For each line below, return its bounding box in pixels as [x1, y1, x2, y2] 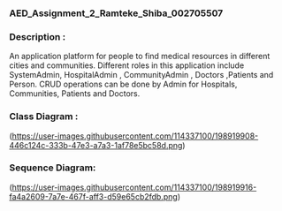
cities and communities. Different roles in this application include [9, 60, 245, 71]
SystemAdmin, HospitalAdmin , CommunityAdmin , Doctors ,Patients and [9, 70, 274, 80]
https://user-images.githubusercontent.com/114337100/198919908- [11, 131, 259, 141]
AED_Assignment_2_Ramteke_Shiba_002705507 [9, 7, 224, 19]
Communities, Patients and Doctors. [9, 88, 141, 99]
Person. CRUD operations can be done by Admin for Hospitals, [9, 79, 238, 90]
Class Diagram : [9, 110, 79, 123]
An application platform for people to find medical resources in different [9, 51, 271, 62]
